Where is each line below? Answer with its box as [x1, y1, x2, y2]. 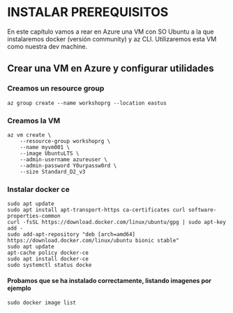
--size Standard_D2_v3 [20, 168, 86, 175]
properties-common [7, 213, 61, 220]
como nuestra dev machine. [7, 42, 88, 50]
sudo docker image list [7, 299, 77, 307]
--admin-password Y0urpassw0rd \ [20, 162, 117, 169]
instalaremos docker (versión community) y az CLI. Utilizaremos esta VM [7, 34, 217, 43]
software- [188, 207, 217, 214]
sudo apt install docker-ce [7, 256, 89, 263]
